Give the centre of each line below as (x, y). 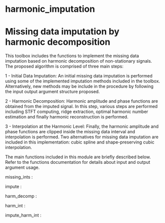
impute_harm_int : (23, 215)
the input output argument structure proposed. (53, 92)
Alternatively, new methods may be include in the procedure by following (80, 86)
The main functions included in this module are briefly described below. (78, 157)
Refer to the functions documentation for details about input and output (78, 162)
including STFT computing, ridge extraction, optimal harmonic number (77, 111)
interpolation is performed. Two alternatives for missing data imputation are (82, 137)
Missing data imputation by (62, 32)
